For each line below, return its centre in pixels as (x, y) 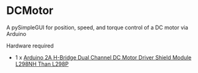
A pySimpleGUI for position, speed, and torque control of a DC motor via (97, 27)
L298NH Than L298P (42, 64)
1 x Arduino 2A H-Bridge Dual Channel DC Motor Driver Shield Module (103, 57)
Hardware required (30, 46)
